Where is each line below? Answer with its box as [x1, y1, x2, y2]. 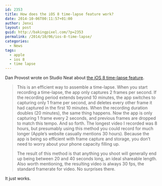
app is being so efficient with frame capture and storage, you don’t [16, 136, 151, 142]
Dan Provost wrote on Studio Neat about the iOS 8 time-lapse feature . [5, 75, 145, 81]
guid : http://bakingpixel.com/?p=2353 [5, 30, 83, 35]
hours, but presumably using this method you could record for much [16, 126, 154, 131]
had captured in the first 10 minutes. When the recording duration [16, 105, 148, 111]
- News [9, 43, 23, 48]
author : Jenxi [5, 20, 34, 26]
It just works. [5, 176, 31, 182]
